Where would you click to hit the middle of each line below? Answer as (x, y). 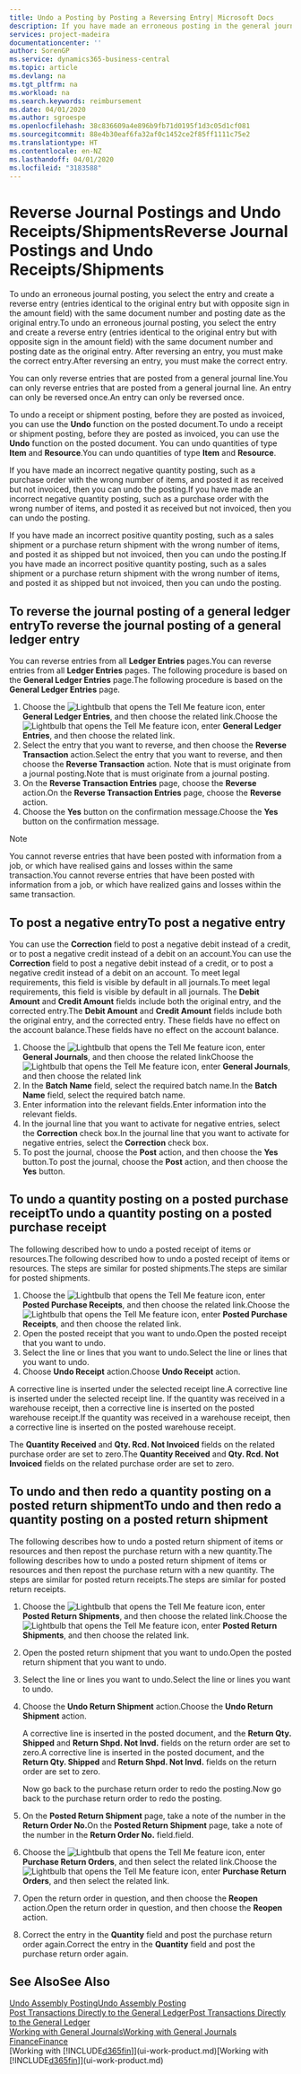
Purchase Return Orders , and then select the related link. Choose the (150, 1861)
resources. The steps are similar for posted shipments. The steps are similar (148, 1268)
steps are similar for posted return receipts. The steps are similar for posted (148, 1580)
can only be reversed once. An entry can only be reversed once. (127, 398)
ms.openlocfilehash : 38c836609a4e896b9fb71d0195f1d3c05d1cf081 (130, 127)
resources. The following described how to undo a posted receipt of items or (150, 1258)
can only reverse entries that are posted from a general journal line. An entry (150, 388)
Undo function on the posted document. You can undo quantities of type (143, 443)
